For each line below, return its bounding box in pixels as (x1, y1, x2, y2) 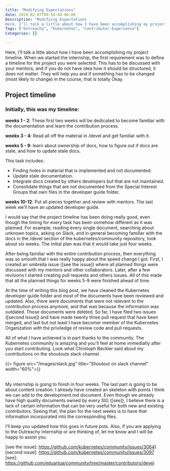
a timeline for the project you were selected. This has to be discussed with (5, 60, 160, 66)
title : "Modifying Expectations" (5, 7, 76, 13)
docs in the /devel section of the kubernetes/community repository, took (5, 235, 156, 241)
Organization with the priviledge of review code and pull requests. (5, 325, 143, 331)
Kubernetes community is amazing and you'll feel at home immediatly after (5, 340, 161, 346)
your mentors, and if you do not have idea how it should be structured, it (5, 65, 156, 71)
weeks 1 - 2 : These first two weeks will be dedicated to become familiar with (5, 117, 165, 123)
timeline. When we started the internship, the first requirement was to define (5, 55, 164, 61)
